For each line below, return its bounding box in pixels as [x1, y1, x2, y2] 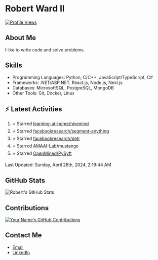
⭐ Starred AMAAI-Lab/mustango [12, 143, 79, 149]
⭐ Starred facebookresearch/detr [12, 135, 80, 141]
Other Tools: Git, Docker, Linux [12, 90, 75, 96]
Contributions [5, 204, 49, 212]
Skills [5, 61, 22, 70]
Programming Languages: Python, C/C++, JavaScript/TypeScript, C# [12, 74, 153, 80]
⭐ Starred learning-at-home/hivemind [12, 121, 89, 127]
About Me [5, 34, 36, 42]
